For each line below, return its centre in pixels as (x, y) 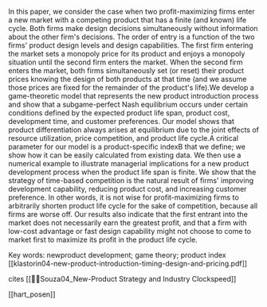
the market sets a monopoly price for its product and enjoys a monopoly (127, 54)
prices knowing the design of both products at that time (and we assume (128, 79)
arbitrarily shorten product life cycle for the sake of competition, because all (133, 206)
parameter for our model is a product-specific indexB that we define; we (127, 147)
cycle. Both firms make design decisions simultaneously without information (133, 28)
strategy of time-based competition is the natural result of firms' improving (131, 181)
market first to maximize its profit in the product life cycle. (103, 239)
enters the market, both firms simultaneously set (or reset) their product (126, 70)
